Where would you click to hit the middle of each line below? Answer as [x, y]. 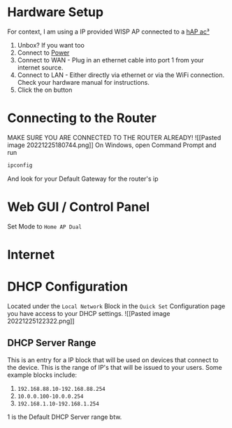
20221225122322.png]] [41, 321]
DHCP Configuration [67, 287]
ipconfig [20, 165]
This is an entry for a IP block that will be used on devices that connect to [113, 360]
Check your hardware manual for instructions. [84, 82]
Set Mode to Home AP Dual [45, 226]
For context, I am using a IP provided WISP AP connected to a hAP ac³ [108, 32]
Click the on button [45, 90]
